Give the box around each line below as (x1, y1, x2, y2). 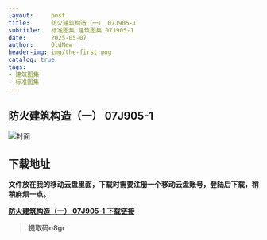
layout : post (8, 11, 66, 20)
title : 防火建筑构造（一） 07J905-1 (8, 19, 137, 27)
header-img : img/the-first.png (8, 48, 112, 56)
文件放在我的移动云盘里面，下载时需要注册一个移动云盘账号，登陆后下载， (8, 180, 252, 189)
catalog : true (8, 56, 56, 64)
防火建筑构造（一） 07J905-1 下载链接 (8, 207, 135, 216)
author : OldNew (8, 41, 73, 49)
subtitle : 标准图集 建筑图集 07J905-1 (8, 26, 134, 34)
